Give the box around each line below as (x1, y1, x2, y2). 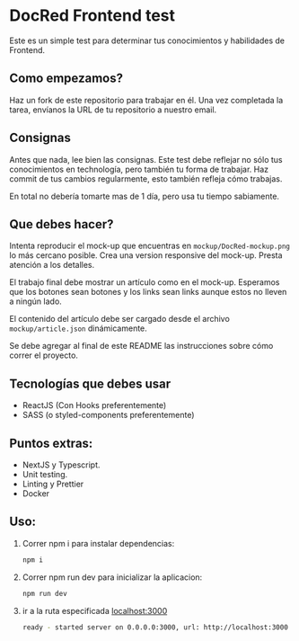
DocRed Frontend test (9, 5, 176, 26)
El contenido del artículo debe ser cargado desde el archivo (9, 314, 231, 325)
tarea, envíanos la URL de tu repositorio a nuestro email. (9, 104, 217, 115)
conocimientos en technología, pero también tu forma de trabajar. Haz (9, 164, 269, 174)
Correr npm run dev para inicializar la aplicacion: (22, 572, 203, 583)
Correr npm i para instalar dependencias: (22, 538, 175, 548)
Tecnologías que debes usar (9, 376, 171, 391)
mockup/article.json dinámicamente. (9, 323, 148, 334)
